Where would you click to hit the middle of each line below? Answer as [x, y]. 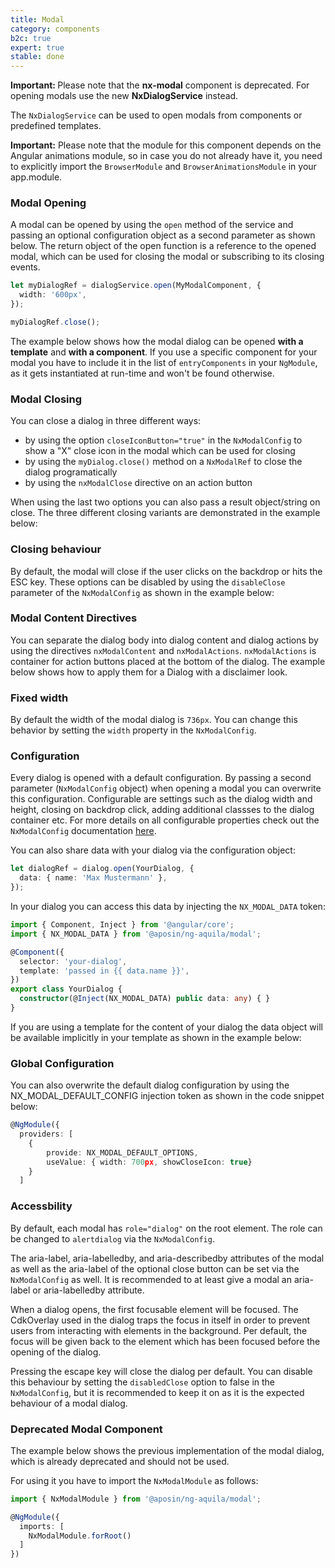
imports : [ [42, 1526]
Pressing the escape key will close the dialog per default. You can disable [161, 1371]
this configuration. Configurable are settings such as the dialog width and [161, 799]
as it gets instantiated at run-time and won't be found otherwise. [142, 373]
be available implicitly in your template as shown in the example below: [156, 1037]
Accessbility [41, 1206]
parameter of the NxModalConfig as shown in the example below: [142, 592]
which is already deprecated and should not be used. [120, 1461]
